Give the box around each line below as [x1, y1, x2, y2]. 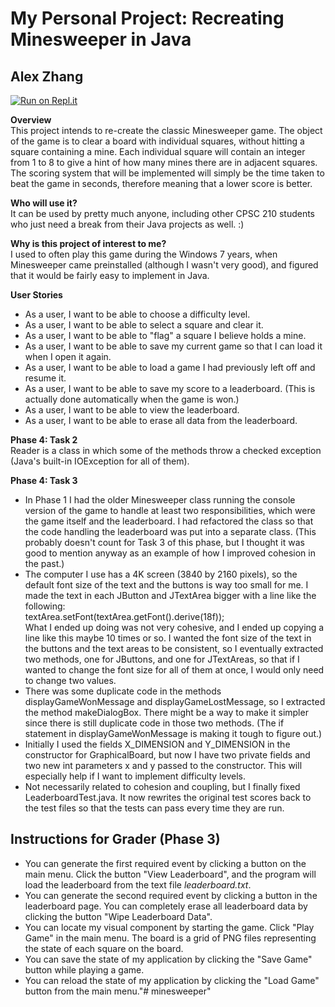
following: [24, 600, 66, 612]
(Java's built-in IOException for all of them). [10, 455, 190, 467]
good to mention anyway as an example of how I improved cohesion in [24, 547, 316, 559]
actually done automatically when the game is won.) [24, 393, 240, 405]
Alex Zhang [10, 68, 84, 85]
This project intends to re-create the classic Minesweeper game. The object [10, 125, 323, 136]
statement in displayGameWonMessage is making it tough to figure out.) [24, 728, 323, 739]
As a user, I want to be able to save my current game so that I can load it [24, 340, 323, 352]
